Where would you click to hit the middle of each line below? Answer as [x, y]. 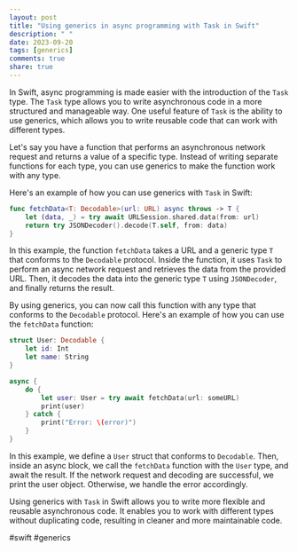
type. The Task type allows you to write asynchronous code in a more [136, 101]
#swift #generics [40, 537]
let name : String [57, 357]
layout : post [33, 17]
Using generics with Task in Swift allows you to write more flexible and [137, 501]
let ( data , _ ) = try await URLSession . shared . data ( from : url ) [142, 217]
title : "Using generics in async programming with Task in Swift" [134, 26]
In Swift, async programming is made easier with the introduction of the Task [149, 92]
